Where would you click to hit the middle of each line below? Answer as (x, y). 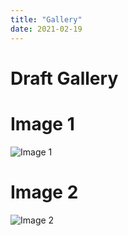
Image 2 (44, 192)
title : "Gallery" (46, 19)
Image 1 (42, 123)
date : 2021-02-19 (46, 29)
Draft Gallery (64, 78)
